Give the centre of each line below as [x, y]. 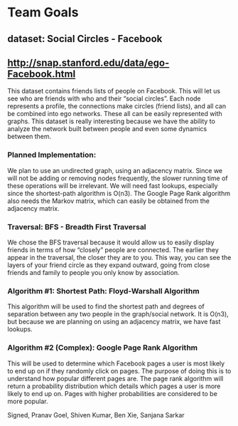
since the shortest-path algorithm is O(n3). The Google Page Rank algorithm [119, 193]
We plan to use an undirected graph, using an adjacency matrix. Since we [115, 170]
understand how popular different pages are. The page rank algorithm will [115, 378]
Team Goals [43, 12]
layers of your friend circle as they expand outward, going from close [109, 265]
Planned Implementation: [52, 155]
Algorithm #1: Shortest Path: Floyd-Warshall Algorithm [104, 291]
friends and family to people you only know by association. [93, 272]
